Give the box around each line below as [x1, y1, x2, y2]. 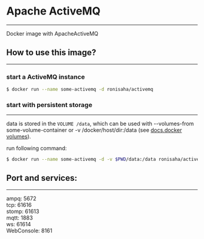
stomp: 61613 [6, 208, 39, 215]
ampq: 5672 [6, 195, 36, 202]
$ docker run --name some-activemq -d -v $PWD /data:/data [6, 156, 156, 163]
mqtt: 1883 [6, 214, 33, 221]
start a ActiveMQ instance [6, 73, 85, 81]
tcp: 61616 [6, 201, 32, 208]
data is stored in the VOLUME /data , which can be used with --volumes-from [6, 120, 194, 128]
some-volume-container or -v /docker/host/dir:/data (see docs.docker [6, 126, 182, 134]
